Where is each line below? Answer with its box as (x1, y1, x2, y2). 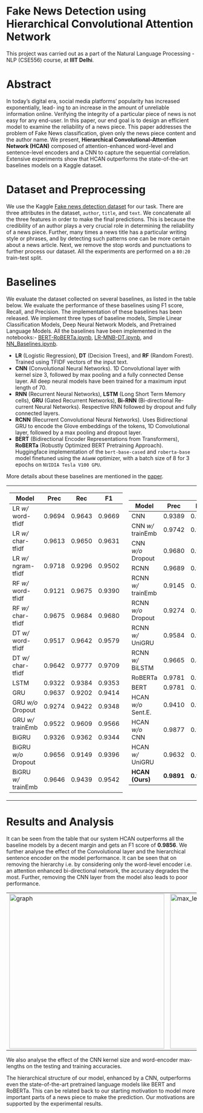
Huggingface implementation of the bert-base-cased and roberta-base (14, 448, 190, 455)
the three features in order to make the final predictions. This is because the (6, 216, 195, 223)
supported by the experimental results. (6, 1100, 103, 1107)
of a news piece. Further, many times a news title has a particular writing (6, 228, 187, 236)
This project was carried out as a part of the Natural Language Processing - (6, 50, 195, 57)
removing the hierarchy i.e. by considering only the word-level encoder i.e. (6, 861, 192, 868)
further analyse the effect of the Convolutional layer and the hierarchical (6, 847, 186, 855)
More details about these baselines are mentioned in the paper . (6, 472, 164, 480)
